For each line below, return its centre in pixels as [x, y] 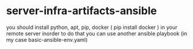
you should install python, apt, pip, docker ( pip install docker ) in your [92, 27]
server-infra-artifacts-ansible [82, 11]
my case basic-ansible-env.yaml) [47, 40]
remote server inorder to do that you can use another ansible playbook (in [97, 33]
